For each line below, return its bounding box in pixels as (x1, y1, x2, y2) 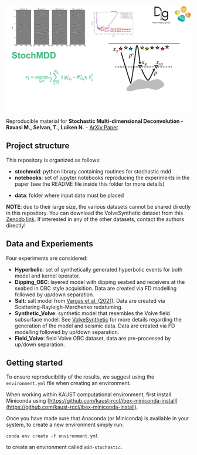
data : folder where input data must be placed (14, 192, 124, 199)
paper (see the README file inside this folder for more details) (14, 180, 165, 188)
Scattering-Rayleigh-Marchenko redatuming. (14, 303, 123, 310)
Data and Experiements (6, 239, 94, 249)
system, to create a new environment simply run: (6, 421, 124, 429)
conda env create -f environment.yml (6, 433, 98, 439)
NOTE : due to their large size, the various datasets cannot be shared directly (6, 203, 191, 210)
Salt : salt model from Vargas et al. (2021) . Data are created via (14, 297, 165, 304)
